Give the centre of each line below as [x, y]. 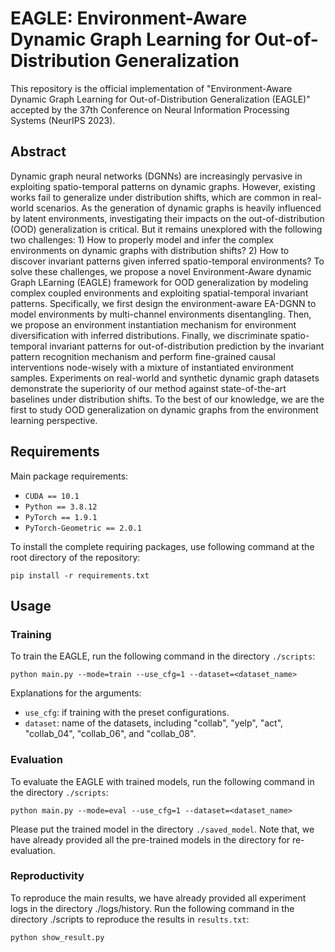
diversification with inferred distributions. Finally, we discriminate [144, 335]
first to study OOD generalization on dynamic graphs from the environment [164, 409]
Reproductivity [47, 876]
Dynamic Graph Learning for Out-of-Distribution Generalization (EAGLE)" [160, 99]
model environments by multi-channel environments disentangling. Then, [161, 314]
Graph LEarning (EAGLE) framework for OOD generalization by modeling [159, 282]
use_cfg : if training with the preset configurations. [127, 713]
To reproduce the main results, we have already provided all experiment [158, 898]
